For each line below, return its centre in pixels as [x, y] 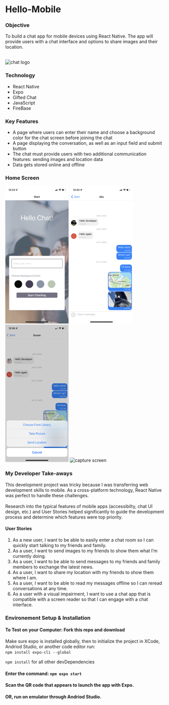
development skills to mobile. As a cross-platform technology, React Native [83, 490]
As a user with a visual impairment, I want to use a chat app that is [81, 594]
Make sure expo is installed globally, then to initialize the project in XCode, [83, 641]
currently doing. [29, 556]
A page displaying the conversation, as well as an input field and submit [87, 143]
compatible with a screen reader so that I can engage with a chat [80, 599]
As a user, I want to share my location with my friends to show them [83, 572]
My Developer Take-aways [39, 473]
